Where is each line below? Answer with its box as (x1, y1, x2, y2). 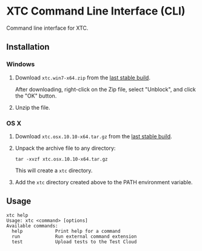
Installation (6, 42, 50, 52)
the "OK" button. (15, 92, 57, 99)
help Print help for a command (12, 228, 121, 234)
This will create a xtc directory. (15, 167, 93, 174)
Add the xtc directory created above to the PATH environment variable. (15, 178, 193, 186)
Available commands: (6, 223, 59, 229)
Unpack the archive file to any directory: (15, 144, 116, 152)
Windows (6, 60, 35, 69)
